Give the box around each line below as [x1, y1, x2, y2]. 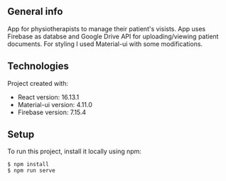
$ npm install [7, 161, 50, 168]
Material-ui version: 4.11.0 [17, 100, 92, 109]
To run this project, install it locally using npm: [7, 147, 142, 155]
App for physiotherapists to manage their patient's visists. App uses [7, 24, 206, 33]
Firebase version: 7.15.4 [17, 108, 87, 116]
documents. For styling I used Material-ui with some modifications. [7, 39, 203, 48]
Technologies [7, 60, 70, 72]
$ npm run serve [7, 167, 55, 175]
